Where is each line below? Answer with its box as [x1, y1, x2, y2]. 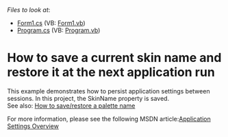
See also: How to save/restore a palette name [7, 102, 136, 110]
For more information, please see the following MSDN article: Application [7, 115, 211, 123]
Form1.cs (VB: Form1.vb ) [16, 19, 86, 27]
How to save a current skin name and [7, 50, 222, 65]
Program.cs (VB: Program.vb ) [16, 27, 101, 34]
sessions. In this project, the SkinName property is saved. [7, 94, 170, 102]
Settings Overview [7, 122, 60, 130]
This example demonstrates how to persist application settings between [7, 87, 210, 95]
